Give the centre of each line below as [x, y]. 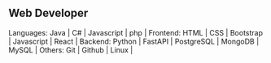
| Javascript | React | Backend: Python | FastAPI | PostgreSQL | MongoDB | [134, 41]
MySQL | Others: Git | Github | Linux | [71, 50]
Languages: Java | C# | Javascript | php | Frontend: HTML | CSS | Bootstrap [135, 32]
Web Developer [48, 13]
